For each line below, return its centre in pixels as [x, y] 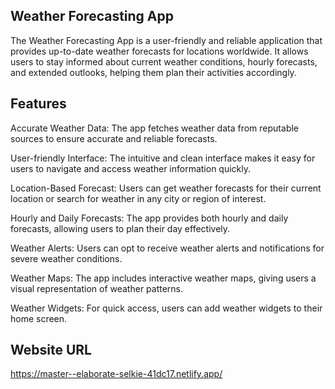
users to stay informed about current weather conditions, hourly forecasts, [164, 61]
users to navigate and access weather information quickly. [131, 168]
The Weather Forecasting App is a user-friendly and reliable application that [166, 40]
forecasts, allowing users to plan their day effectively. [120, 228]
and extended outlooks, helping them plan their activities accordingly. [153, 72]
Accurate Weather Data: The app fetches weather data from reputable [155, 128]
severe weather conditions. [66, 258]
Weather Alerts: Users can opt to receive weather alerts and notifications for [167, 248]
